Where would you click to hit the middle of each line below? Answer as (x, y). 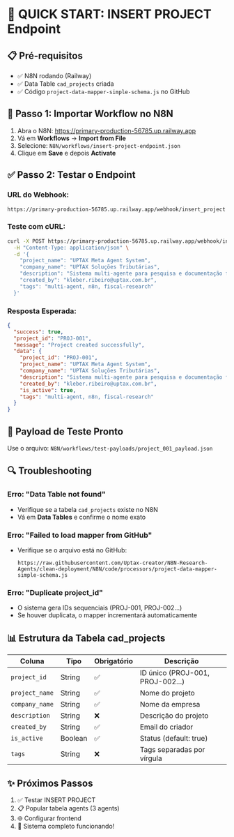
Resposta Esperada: (42, 311)
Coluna (32, 661)
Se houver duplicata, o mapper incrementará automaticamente (107, 615)
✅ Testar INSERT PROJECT (56, 800)
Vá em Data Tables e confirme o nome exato (81, 517)
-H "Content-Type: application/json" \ (71, 248)
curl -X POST (26, 241)
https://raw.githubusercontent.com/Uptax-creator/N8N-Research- (112, 563)
